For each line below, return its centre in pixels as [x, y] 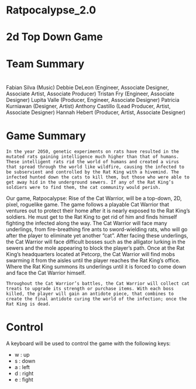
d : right [24, 373]
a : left [22, 367]
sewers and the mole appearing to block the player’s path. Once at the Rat [95, 248]
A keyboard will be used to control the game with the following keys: [88, 343]
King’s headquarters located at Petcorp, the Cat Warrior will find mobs [91, 254]
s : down [25, 361]
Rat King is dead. [28, 304]
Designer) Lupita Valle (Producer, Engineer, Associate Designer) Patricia [93, 99]
